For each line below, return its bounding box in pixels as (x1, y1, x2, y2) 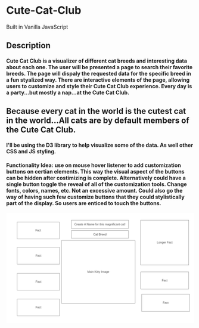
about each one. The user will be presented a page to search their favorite (6, 63, 193, 70)
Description (6, 41, 51, 51)
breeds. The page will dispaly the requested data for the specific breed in (6, 70, 192, 77)
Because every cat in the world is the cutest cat (6, 106, 186, 116)
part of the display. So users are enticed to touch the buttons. (6, 199, 161, 206)
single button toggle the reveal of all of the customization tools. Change (6, 180, 187, 188)
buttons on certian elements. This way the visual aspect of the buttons (6, 168, 185, 175)
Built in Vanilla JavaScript (6, 23, 69, 30)
